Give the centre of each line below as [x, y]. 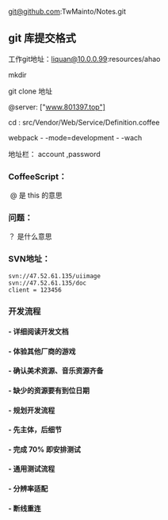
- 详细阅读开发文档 [38, 331]
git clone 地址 [31, 91]
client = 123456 [35, 290]
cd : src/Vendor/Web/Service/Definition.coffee [84, 122]
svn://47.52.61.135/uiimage [55, 276]
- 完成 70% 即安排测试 [45, 449]
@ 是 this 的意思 [36, 195]
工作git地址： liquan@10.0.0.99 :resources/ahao [84, 59]
